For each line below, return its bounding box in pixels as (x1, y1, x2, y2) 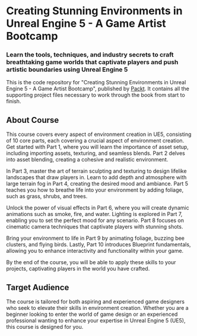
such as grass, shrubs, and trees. (6, 193, 88, 200)
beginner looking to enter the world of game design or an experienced (6, 310, 178, 318)
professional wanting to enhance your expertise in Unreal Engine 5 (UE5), (6, 317, 186, 324)
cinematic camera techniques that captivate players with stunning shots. (6, 223, 183, 230)
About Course (6, 115, 59, 125)
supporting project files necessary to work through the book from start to (6, 91, 185, 99)
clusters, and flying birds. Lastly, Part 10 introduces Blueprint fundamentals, (6, 241, 191, 248)
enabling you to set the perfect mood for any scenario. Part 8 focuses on (6, 217, 185, 224)
